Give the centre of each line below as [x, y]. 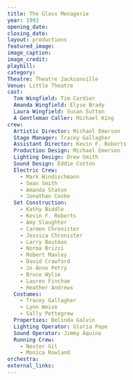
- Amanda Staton [44, 190]
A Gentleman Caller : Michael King [64, 118]
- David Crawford [45, 262]
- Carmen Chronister [50, 229]
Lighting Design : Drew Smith [56, 157]
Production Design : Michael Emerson [67, 151]
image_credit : [28, 60]
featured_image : [31, 46]
